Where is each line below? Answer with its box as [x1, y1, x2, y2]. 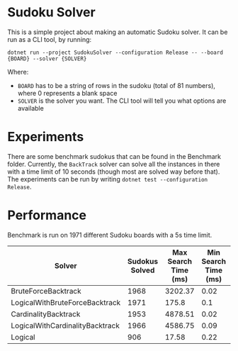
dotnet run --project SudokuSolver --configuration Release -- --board [7, 49, 223, 56]
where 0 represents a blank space [17, 89, 118, 97]
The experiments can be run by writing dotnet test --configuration [7, 174, 208, 183]
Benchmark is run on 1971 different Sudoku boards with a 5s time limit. [7, 230, 212, 239]
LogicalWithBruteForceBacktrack [11, 297, 121, 307]
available [17, 104, 44, 112]
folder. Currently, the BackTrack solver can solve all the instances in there [7, 160, 220, 168]
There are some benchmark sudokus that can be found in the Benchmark [7, 152, 222, 160]
